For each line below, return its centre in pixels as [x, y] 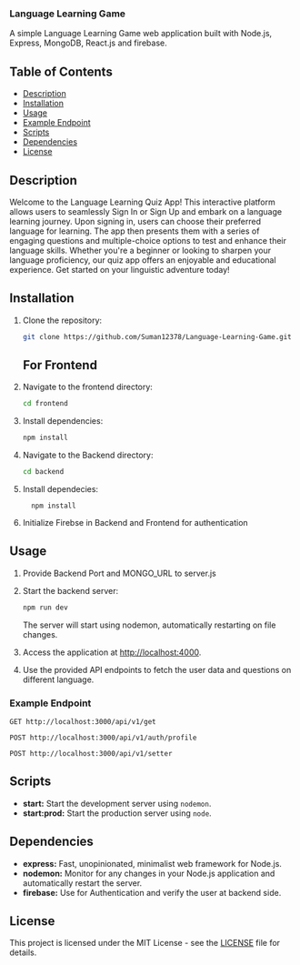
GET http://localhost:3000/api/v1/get [83, 722]
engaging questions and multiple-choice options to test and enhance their [148, 240]
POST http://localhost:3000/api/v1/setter [91, 754]
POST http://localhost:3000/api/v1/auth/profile [103, 738]
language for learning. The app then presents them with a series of [135, 231]
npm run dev [45, 608]
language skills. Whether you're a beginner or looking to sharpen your [140, 250]
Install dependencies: [63, 421]
